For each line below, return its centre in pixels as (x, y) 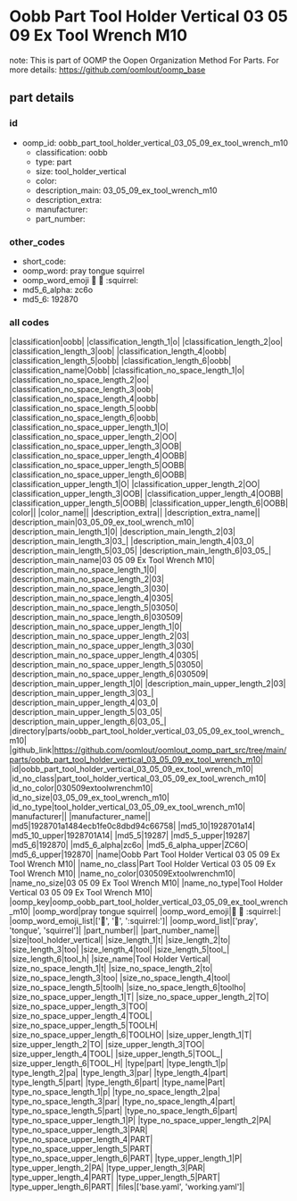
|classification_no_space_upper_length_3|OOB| (95, 446)
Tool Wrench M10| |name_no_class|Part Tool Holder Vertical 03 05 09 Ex (143, 864)
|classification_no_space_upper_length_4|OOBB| (98, 456)
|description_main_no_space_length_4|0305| (91, 598)
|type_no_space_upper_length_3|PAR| (78, 1130)
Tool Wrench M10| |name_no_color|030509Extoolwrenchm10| (123, 874)
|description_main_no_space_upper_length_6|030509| (109, 674)
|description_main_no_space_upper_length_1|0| (96, 626)
